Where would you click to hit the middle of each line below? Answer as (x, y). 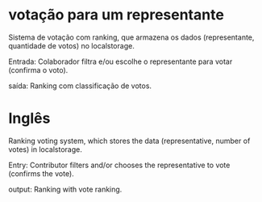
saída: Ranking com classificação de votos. (80, 86)
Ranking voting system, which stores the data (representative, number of (129, 141)
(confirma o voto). (38, 69)
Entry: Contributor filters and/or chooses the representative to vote (119, 165)
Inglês (29, 118)
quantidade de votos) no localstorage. (71, 45)
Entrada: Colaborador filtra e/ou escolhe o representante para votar (121, 61)
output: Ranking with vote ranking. (65, 189)
